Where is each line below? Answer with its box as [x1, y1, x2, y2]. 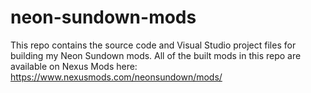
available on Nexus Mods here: [10, 60, 138, 72]
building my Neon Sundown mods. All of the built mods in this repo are [10, 49, 302, 61]
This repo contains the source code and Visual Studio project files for [10, 39, 297, 51]
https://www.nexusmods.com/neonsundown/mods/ [10, 71, 223, 83]
